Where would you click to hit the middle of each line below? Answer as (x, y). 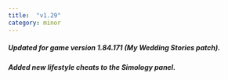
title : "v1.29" (34, 15)
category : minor (34, 23)
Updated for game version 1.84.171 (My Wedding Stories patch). (114, 48)
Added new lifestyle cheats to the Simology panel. (92, 67)
